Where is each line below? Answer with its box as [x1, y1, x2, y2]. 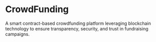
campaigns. [5, 31, 30, 37]
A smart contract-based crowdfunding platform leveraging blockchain [5, 20, 151, 26]
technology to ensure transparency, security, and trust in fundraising [5, 25, 148, 31]
